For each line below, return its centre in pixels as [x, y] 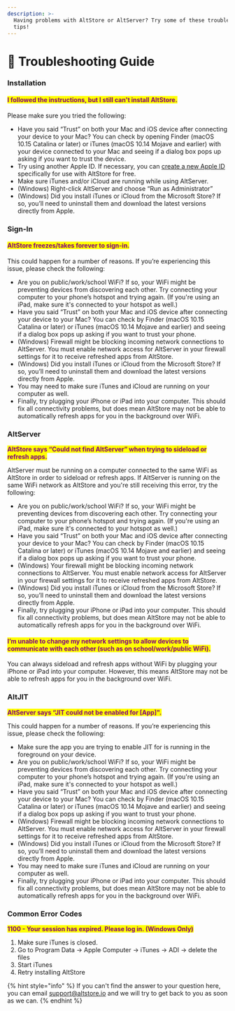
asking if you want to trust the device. [72, 159]
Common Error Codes [45, 914]
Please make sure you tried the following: [67, 115]
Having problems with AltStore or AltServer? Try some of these [109, 20]
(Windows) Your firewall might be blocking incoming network [105, 566]
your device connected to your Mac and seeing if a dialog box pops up [119, 151]
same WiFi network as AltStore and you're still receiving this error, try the [113, 485]
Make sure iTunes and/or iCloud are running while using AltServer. [113, 181]
